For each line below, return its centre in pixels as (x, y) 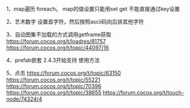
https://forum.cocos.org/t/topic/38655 (54, 93)
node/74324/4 (24, 99)
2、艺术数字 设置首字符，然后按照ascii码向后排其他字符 (75, 22)
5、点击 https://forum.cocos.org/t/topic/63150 (64, 73)
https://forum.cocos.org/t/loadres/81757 (56, 41)
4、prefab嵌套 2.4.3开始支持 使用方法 (53, 60)
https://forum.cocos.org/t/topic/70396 (54, 86)
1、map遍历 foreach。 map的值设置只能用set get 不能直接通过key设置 (93, 9)
